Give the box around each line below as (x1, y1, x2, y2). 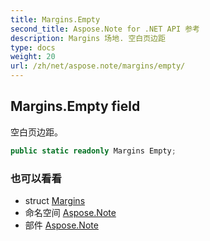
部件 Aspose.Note (24, 219, 99, 231)
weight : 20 (10, 52, 56, 62)
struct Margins (24, 194, 86, 206)
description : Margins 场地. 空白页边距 (10, 33, 166, 43)
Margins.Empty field (10, 98, 141, 115)
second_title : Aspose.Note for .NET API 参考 (10, 24, 200, 34)
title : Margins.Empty (10, 14, 101, 25)
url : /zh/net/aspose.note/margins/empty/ (10, 61, 186, 71)
